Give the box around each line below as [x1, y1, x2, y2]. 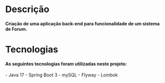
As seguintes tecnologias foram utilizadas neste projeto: [5, 61, 127, 67]
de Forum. [5, 26, 27, 32]
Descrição [5, 4, 50, 15]
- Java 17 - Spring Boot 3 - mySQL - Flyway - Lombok [5, 72, 118, 78]
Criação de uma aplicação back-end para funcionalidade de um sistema [5, 20, 160, 26]
